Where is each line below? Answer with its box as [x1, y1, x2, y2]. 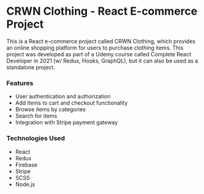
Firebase [15, 161, 38, 168]
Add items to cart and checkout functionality [15, 99, 128, 106]
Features [6, 78, 34, 87]
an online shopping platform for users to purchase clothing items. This [6, 44, 184, 51]
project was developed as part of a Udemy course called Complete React [6, 50, 192, 58]
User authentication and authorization [15, 93, 111, 100]
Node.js [15, 181, 36, 188]
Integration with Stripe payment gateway [15, 119, 118, 126]
